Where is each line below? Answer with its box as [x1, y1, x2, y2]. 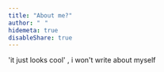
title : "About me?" [8, 11, 73, 20]
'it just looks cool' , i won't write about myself [8, 55, 156, 65]
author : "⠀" [8, 19, 49, 27]
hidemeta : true [8, 26, 59, 34]
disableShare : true [8, 33, 73, 42]
